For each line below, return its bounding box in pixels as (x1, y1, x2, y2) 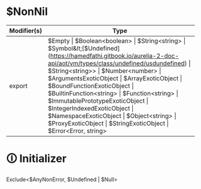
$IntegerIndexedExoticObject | (47, 104, 134, 112)
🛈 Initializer (6, 152, 67, 166)
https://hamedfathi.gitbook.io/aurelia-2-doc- (50, 52, 179, 60)
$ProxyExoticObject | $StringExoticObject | (47, 119, 169, 127)
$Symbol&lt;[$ (47, 44, 89, 52)
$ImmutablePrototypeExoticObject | (47, 97, 148, 105)
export (9, 82, 28, 90)
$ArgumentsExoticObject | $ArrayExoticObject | (47, 74, 182, 82)
